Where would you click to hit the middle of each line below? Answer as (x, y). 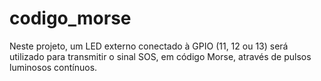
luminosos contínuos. (53, 67)
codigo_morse (70, 18)
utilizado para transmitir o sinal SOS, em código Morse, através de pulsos (160, 56)
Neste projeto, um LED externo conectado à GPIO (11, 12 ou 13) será (149, 46)
